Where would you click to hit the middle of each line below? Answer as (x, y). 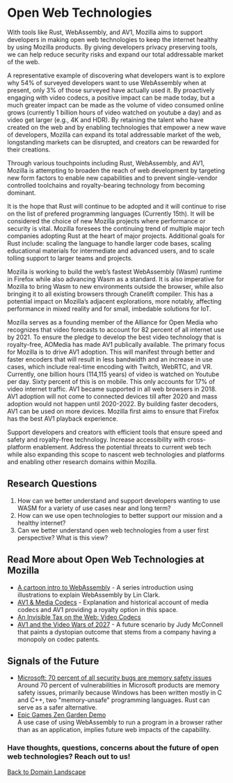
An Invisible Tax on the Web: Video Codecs (79, 617)
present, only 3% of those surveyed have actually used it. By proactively (111, 90)
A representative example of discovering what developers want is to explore (116, 75)
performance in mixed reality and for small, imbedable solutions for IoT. (109, 308)
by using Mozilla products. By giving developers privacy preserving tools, (112, 47)
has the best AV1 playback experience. (63, 418)
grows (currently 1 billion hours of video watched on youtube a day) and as (114, 112)
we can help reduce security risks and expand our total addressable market (115, 54)
